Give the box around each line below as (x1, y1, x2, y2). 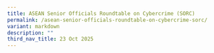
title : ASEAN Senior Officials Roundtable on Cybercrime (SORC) (7, 10, 195, 17)
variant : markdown (7, 23, 60, 30)
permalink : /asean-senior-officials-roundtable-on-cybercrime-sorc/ (7, 17, 208, 23)
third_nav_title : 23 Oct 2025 (7, 36, 94, 43)
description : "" (7, 29, 54, 36)
